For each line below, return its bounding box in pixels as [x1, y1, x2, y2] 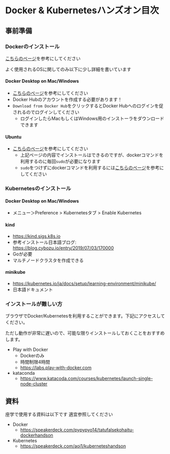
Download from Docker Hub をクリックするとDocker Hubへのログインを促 [12, 103, 164, 109]
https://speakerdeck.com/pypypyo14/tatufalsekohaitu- [20, 427, 134, 433]
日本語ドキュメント [12, 286, 53, 293]
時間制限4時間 [20, 359, 50, 365]
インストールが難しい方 [5, 300, 62, 307]
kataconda [12, 370, 35, 376]
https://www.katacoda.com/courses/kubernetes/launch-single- [20, 375, 153, 381]
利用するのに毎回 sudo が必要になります [20, 158, 101, 165]
